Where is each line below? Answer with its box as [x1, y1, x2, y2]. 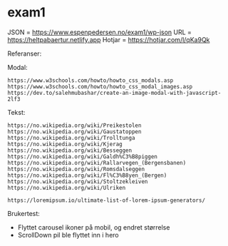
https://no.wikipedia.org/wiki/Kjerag [7, 140, 123, 148]
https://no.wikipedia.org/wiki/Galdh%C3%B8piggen [7, 153, 158, 160]
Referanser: [7, 49, 42, 58]
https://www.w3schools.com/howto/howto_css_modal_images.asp [7, 83, 193, 90]
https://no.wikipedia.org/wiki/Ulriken [7, 184, 126, 191]
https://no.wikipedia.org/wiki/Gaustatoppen [7, 128, 142, 135]
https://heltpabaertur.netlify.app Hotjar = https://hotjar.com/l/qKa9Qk [7, 35, 210, 43]
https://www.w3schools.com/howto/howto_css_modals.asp [7, 76, 174, 84]
